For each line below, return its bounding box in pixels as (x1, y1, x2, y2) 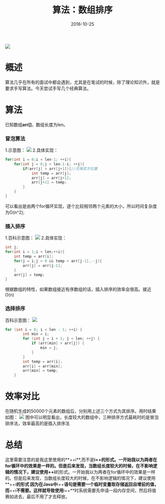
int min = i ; (23, 332, 50, 337)
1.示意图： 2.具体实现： (5, 147, 58, 153)
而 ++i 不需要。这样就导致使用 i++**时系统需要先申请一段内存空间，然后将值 (5, 488, 156, 494)
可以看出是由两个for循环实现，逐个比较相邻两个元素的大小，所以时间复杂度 (5, 203, 157, 209)
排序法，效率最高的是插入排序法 (5, 420, 70, 426)
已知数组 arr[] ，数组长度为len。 (5, 122, 68, 127)
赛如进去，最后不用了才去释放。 (5, 494, 70, 500)
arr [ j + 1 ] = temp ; (31, 180, 67, 185)
